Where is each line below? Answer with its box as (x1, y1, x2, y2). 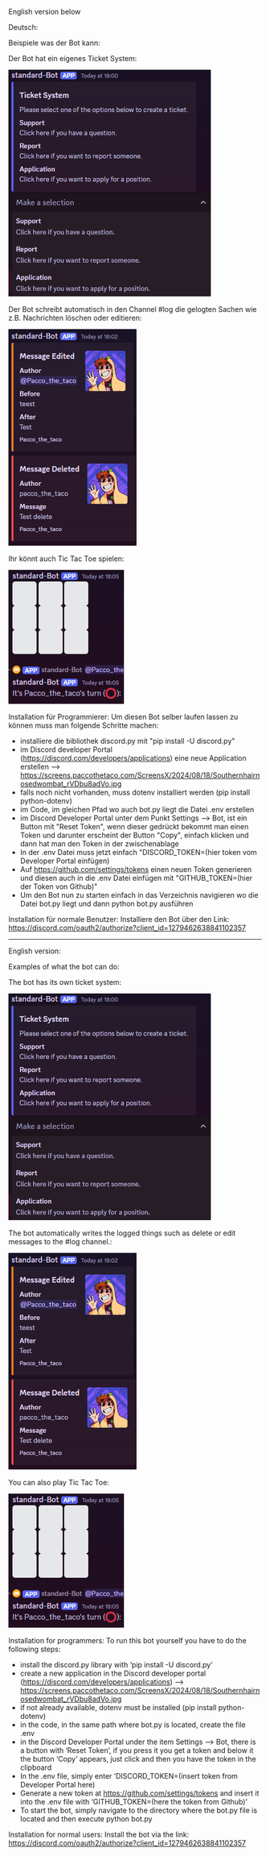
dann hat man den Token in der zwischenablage (19, 839, 179, 849)
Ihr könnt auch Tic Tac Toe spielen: (8, 554, 125, 563)
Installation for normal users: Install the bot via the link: (8, 1829, 190, 1839)
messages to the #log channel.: (8, 1237, 112, 1246)
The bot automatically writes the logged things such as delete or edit (8, 1228, 236, 1238)
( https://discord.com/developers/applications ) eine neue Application (19, 754, 247, 762)
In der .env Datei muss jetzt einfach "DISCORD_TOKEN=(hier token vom (19, 848, 257, 857)
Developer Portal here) (19, 1780, 96, 1789)
